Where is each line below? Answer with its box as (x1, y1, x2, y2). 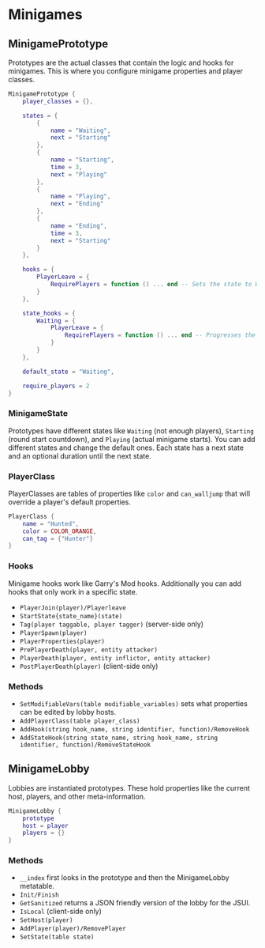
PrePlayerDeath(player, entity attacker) (19, 646, 158, 654)
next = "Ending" (50, 200, 104, 208)
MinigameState (8, 408, 69, 419)
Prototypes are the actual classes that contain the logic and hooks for (8, 58, 234, 67)
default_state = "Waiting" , (22, 368, 114, 376)
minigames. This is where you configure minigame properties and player (8, 66, 243, 76)
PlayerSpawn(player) (19, 629, 88, 637)
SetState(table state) (19, 933, 95, 942)
